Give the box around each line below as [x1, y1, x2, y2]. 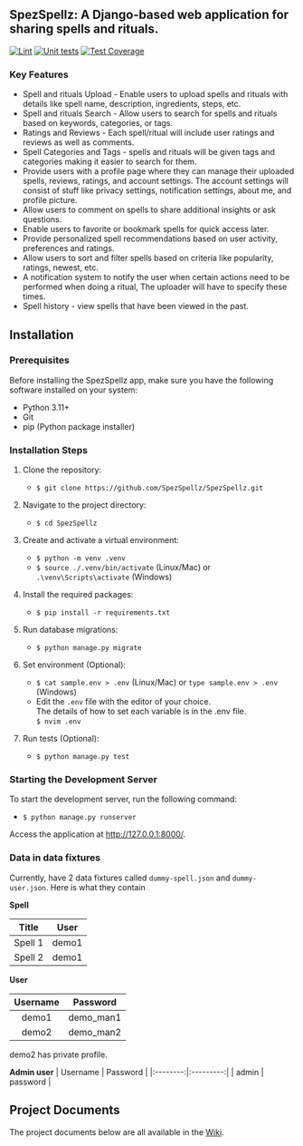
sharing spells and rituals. [9, 22, 159, 37]
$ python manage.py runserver [22, 813, 137, 822]
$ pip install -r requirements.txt [35, 608, 170, 617]
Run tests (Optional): [22, 733, 99, 744]
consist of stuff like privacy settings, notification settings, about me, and [22, 185, 292, 196]
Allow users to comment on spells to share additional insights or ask [22, 204, 276, 216]
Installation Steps [9, 443, 89, 456]
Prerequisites [9, 354, 70, 366]
